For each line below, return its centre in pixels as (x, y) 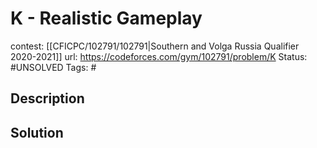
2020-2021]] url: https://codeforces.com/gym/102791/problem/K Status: (159, 56)
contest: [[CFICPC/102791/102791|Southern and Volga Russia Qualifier (155, 46)
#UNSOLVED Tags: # (53, 67)
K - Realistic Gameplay (106, 18)
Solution (37, 132)
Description (47, 98)
